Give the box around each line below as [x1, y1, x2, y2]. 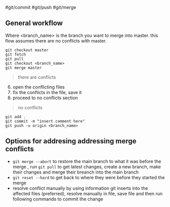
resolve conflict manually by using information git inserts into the [12, 185, 148, 191]
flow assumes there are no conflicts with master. [5, 37, 107, 44]
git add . [5, 114, 26, 119]
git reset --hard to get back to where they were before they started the [12, 174, 165, 180]
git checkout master [5, 48, 49, 53]
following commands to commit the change [12, 196, 104, 202]
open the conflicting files [12, 84, 65, 90]
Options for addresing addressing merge [5, 137, 137, 146]
